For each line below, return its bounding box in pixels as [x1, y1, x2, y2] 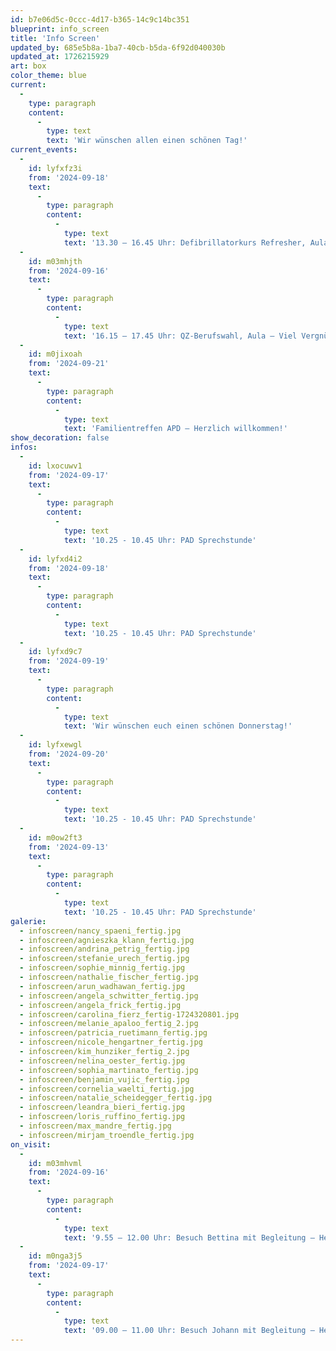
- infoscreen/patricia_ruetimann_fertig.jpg [19, 1028, 208, 1038]
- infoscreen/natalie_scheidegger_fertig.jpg [19, 1093, 213, 1103]
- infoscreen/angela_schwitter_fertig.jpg [19, 991, 199, 1001]
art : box [10, 61, 47, 71]
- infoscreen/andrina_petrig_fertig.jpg [19, 944, 190, 955]
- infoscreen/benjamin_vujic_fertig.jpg [19, 1074, 190, 1085]
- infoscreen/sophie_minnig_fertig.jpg [19, 963, 186, 973]
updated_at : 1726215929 [10, 52, 110, 62]
